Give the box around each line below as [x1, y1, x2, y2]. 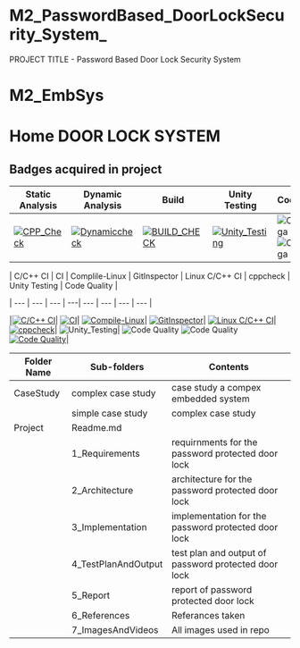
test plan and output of [171, 547, 267, 560]
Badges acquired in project [9, 162, 162, 177]
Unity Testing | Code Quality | [9, 281, 118, 291]
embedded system [171, 392, 250, 405]
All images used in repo [171, 624, 270, 636]
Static [25, 189, 52, 201]
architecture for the [171, 473, 253, 485]
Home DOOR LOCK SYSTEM [9, 126, 221, 147]
